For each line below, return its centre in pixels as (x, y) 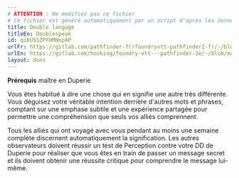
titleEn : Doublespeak (39, 34)
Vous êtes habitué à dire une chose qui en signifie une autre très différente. (118, 94)
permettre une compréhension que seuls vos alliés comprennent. (103, 116)
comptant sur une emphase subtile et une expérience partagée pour (107, 109)
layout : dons (27, 60)
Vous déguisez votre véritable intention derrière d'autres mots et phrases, (116, 101)
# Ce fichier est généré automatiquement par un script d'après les (111, 21)
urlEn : (17, 54)
